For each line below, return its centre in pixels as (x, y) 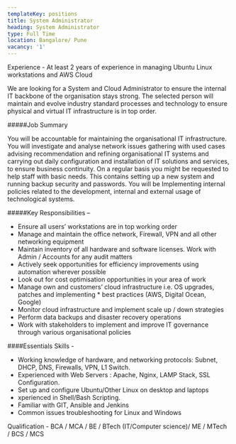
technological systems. (41, 199)
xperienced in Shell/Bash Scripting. (69, 397)
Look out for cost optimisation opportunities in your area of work (112, 279)
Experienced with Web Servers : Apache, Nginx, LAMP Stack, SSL (114, 375)
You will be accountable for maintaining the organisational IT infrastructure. (117, 139)
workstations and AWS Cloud (50, 75)
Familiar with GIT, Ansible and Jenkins (73, 405)
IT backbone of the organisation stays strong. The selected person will (111, 96)
